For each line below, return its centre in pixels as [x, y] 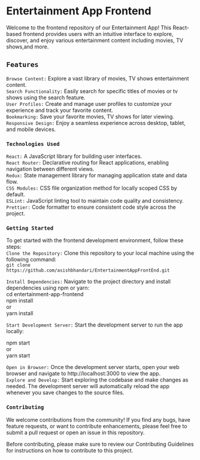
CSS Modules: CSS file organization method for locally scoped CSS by [92, 188]
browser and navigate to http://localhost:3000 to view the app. [83, 374]
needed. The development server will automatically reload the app [88, 386]
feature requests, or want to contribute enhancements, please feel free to [97, 426]
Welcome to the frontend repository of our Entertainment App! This [89, 28]
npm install [20, 301]
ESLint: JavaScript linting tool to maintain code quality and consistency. [95, 201]
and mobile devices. [31, 129]
